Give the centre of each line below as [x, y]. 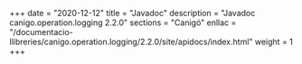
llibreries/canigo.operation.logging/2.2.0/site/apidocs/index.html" [131, 41]
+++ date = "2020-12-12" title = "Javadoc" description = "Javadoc [132, 13]
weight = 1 [274, 41]
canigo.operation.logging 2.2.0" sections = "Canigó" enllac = [123, 23]
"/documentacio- [42, 32]
